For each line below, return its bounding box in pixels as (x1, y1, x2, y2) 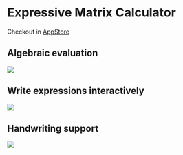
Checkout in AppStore (7, 27, 70, 36)
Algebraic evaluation (7, 47, 98, 59)
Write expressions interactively (7, 85, 144, 97)
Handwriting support (7, 122, 98, 134)
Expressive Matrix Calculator (7, 5, 177, 21)
